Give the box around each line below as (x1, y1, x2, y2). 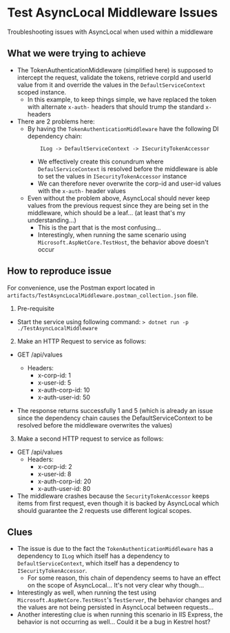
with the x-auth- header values (37, 186, 126, 194)
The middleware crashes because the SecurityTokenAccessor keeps (17, 492, 210, 500)
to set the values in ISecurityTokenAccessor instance (37, 172, 187, 180)
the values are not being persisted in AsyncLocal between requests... (17, 603, 214, 612)
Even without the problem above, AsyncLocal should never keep (27, 194, 210, 202)
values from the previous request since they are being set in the (27, 201, 209, 210)
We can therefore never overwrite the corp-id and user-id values (37, 179, 222, 188)
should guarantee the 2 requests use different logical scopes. (17, 506, 191, 514)
